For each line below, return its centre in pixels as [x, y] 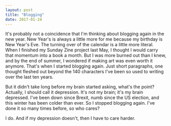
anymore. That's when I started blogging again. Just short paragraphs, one [84, 66]
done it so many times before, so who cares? [53, 108]
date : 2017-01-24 [24, 19]
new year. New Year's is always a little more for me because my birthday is [84, 39]
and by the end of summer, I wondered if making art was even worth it [79, 61]
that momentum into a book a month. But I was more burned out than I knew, [86, 55]
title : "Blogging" [25, 15]
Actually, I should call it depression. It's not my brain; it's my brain [74, 92]
